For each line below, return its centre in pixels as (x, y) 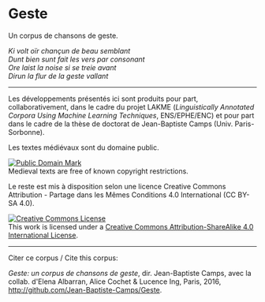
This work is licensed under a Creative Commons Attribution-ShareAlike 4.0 (131, 226)
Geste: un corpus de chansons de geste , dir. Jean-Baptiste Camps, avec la (130, 273)
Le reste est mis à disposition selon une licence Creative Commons (117, 186)
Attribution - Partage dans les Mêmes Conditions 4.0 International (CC (122, 195)
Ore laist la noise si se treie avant (62, 67)
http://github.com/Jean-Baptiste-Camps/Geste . (85, 289)
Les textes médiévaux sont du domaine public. (84, 147)
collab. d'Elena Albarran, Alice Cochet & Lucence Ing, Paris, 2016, (115, 281)
